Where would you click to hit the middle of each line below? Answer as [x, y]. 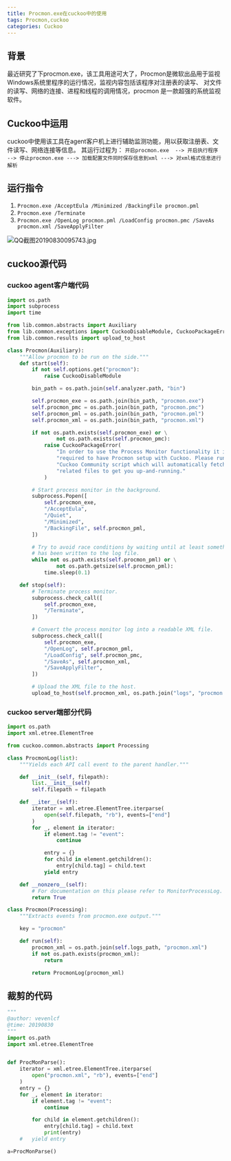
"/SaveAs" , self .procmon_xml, [87, 662]
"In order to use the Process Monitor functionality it [138, 452]
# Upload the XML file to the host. [84, 687]
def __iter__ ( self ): [49, 802]
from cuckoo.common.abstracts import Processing [78, 745]
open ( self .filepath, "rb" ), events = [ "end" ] [107, 815]
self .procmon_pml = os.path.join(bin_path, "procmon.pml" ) [118, 414]
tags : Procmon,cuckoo [38, 20]
